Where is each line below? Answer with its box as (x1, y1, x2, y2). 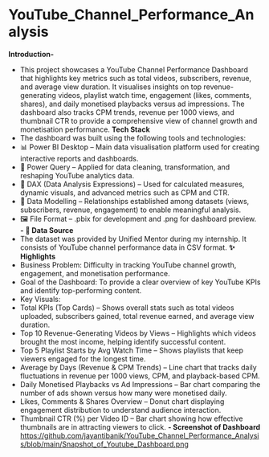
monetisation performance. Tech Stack (19, 124, 150, 134)
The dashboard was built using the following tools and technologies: (19, 133, 247, 142)
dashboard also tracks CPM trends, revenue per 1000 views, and (19, 107, 234, 117)
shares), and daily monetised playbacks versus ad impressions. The (19, 99, 245, 108)
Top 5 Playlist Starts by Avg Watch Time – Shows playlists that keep (19, 345, 243, 355)
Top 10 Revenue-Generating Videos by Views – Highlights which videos (19, 328, 257, 338)
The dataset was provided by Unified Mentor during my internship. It (19, 234, 247, 243)
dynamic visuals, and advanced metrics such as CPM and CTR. (19, 187, 230, 198)
